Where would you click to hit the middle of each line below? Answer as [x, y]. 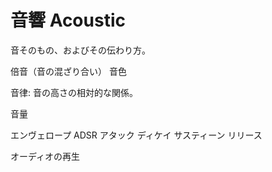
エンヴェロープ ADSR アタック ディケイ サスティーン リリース [136, 135]
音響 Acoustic [68, 20]
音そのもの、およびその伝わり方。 [80, 50]
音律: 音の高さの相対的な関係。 [74, 92]
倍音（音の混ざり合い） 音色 [68, 71]
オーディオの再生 [45, 156]
